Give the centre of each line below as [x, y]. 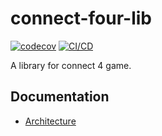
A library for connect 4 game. [71, 65]
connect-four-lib [81, 18]
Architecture [50, 121]
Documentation [60, 97]
